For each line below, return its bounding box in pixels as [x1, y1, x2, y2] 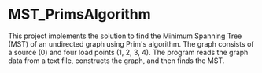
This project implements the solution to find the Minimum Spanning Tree [8, 31, 242, 40]
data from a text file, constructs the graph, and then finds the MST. [8, 56, 225, 65]
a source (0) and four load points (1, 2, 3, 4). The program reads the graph [8, 47, 249, 57]
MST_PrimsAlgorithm [8, 5, 151, 23]
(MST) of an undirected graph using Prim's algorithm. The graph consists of [8, 39, 254, 48]
